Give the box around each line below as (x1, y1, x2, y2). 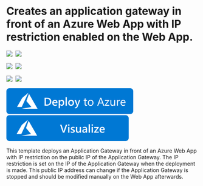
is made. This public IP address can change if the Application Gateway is (6, 166, 188, 174)
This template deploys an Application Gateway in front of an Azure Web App (6, 147, 198, 154)
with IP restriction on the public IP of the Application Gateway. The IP (6, 153, 179, 160)
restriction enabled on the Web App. (6, 30, 193, 44)
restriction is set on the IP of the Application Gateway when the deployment (6, 160, 196, 167)
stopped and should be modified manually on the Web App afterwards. (6, 173, 184, 180)
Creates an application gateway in (6, 4, 182, 18)
